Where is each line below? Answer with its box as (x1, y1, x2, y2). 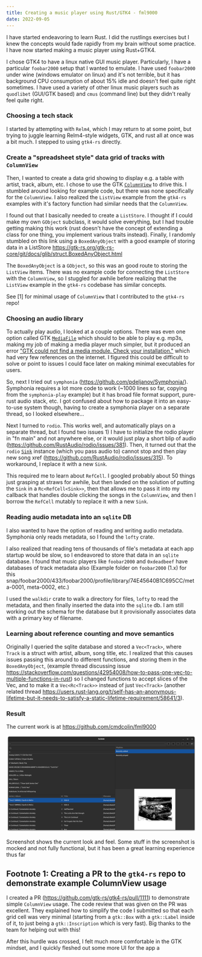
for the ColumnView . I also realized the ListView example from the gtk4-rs (6, 194, 187, 201)
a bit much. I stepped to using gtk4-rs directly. (6, 138, 122, 145)
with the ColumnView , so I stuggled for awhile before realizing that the (6, 275, 177, 282)
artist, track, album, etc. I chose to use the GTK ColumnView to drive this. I (6, 181, 187, 188)
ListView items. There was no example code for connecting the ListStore (6, 269, 190, 276)
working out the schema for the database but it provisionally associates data (6, 607, 196, 615)
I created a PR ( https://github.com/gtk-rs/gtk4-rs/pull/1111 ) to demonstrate (6, 894, 190, 901)
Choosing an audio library (6, 315, 84, 323)
